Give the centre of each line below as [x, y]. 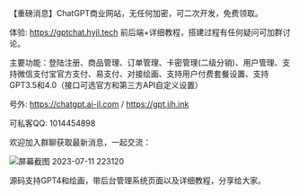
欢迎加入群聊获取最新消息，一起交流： [80, 142]
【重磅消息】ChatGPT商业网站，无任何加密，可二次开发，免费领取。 [136, 13]
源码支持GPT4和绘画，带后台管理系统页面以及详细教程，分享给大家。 [138, 181]
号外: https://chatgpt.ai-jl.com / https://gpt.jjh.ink [99, 104]
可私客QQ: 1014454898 [53, 123]
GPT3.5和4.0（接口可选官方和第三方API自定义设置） [106, 85]
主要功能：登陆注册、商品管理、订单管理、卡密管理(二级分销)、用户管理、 [146, 62]
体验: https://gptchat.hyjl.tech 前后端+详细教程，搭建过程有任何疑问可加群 [146, 32]
